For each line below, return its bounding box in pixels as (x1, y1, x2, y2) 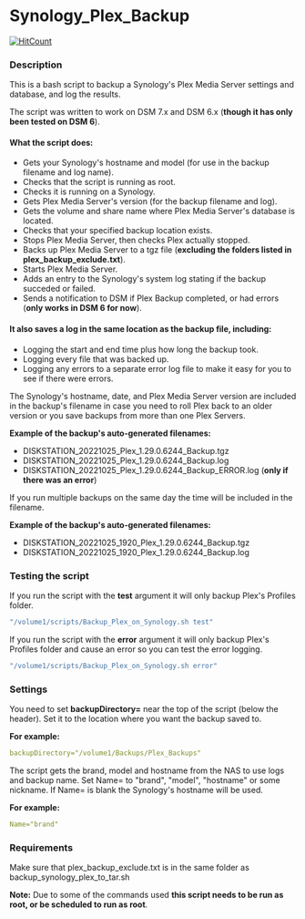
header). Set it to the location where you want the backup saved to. (9, 713, 262, 724)
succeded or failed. (22, 284, 96, 294)
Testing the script (9, 569, 89, 582)
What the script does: (9, 137, 94, 148)
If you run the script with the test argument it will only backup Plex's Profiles (9, 590, 296, 601)
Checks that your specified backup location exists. (22, 225, 213, 236)
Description (9, 58, 63, 71)
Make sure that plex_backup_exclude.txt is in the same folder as (9, 862, 250, 873)
